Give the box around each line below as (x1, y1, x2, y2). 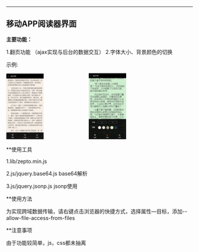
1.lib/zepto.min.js (6, 158, 47, 165)
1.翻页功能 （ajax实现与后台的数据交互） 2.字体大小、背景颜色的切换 (6, 48, 173, 55)
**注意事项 (6, 227, 33, 234)
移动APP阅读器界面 (6, 19, 77, 29)
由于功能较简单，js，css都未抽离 (6, 240, 86, 247)
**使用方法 (6, 195, 33, 202)
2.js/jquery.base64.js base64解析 (6, 170, 88, 177)
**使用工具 (6, 146, 33, 153)
